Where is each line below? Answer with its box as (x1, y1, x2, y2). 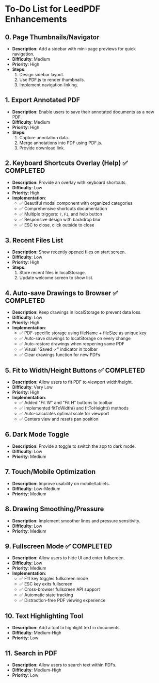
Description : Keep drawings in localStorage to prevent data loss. (12, 309, 142, 315)
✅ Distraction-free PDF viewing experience (19, 598, 106, 603)
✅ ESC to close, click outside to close (19, 222, 95, 228)
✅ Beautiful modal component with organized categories (19, 200, 133, 206)
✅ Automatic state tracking (19, 592, 74, 598)
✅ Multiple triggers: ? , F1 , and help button (19, 211, 103, 217)
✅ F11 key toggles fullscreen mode (19, 576, 88, 582)
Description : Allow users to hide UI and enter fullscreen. (12, 555, 125, 561)
